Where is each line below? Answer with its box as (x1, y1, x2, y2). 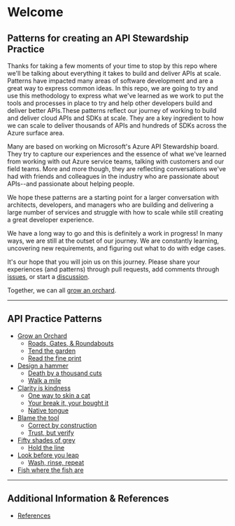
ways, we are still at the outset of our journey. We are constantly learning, (7, 236, 220, 245)
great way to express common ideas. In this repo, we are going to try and (7, 84, 218, 92)
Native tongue (27, 406, 69, 414)
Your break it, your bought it (27, 398, 109, 407)
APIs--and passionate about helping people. (7, 180, 135, 188)
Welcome (7, 4, 64, 20)
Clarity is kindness (17, 384, 71, 392)
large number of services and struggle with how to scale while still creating (7, 208, 224, 216)
